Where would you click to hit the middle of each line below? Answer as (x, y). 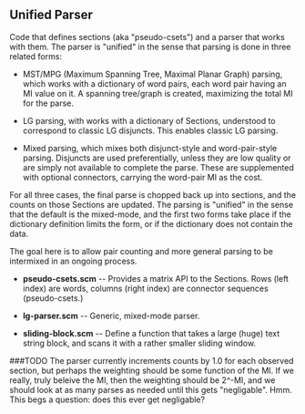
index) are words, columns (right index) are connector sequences (145, 288)
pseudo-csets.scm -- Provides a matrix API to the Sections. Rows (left (156, 278)
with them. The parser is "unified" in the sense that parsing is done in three (150, 47)
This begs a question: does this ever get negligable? (107, 399)
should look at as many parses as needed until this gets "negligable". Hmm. (151, 389)
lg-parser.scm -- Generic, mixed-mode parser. (111, 316)
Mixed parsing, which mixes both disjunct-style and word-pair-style (150, 148)
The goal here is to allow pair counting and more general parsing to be (141, 251)
